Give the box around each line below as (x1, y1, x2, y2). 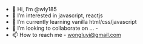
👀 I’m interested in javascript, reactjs (12, 12, 103, 19)
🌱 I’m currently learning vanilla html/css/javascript (12, 18, 138, 25)
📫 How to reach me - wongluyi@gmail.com (12, 32, 121, 38)
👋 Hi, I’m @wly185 (12, 6, 57, 12)
